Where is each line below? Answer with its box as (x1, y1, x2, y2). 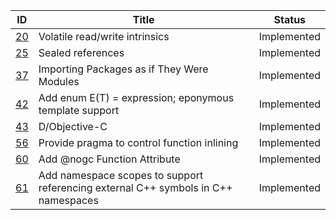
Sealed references (38, 46, 125, 59)
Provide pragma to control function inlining (38, 136, 239, 149)
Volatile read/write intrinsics (38, 30, 170, 43)
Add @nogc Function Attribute (38, 152, 181, 166)
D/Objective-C (38, 120, 108, 133)
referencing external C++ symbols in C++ (38, 181, 233, 194)
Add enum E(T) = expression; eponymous (38, 91, 235, 104)
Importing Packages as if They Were (38, 62, 209, 76)
